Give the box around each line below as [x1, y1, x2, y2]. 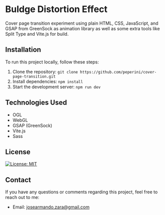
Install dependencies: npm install [12, 78, 83, 84]
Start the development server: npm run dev [12, 84, 101, 90]
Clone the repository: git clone [12, 68, 78, 75]
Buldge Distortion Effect [5, 4, 108, 15]
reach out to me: [5, 194, 39, 200]
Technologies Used [5, 98, 67, 107]
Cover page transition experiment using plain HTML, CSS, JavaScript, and [5, 20, 158, 26]
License [5, 148, 31, 156]
